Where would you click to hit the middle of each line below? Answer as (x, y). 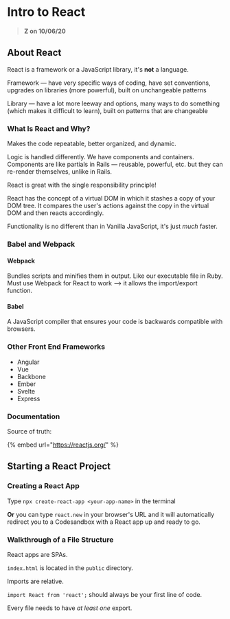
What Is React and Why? (49, 128)
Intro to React (46, 12)
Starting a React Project (59, 466)
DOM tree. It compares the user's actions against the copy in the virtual (108, 206)
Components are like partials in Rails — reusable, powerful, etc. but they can (115, 164)
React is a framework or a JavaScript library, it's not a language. (98, 69)
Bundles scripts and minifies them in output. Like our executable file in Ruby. (115, 276)
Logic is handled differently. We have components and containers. (101, 157)
